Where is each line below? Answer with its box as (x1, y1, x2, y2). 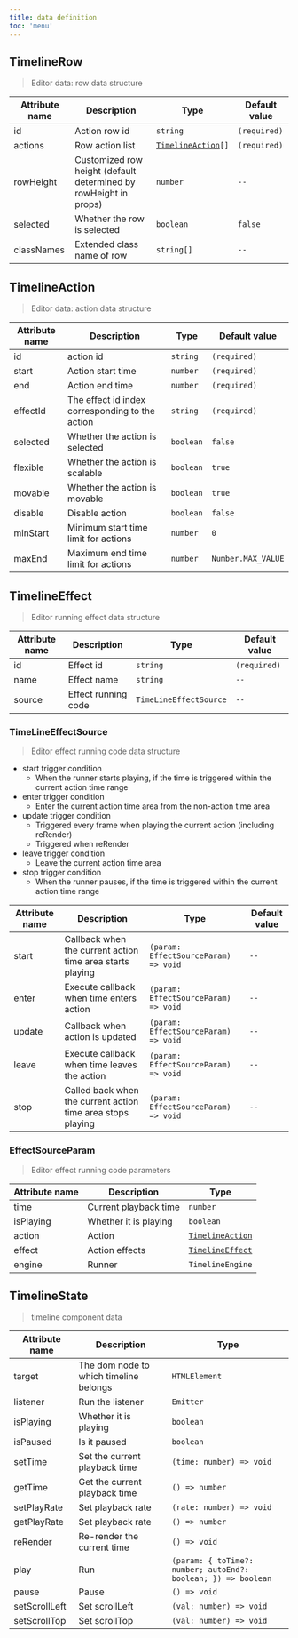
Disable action (67, 507, 127, 520)
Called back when (64, 1084, 139, 1097)
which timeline (78, 1370, 139, 1383)
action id (67, 350, 104, 363)
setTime (13, 1456, 48, 1468)
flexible (13, 461, 44, 474)
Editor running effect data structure (30, 611, 161, 622)
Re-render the (78, 1530, 139, 1543)
